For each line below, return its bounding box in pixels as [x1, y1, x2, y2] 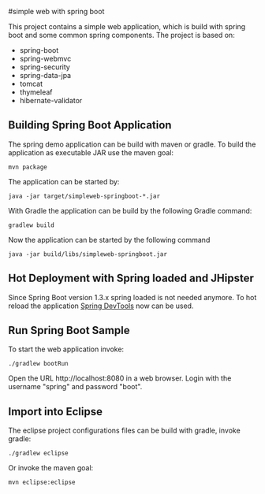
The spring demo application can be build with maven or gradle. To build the [8, 139, 256, 149]
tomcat [19, 79, 43, 88]
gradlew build [8, 221, 55, 229]
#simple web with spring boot [8, 7, 105, 16]
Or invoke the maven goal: [8, 463, 94, 473]
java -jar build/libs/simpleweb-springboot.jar [8, 250, 168, 258]
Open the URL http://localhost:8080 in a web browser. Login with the [8, 373, 232, 383]
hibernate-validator [19, 96, 83, 105]
